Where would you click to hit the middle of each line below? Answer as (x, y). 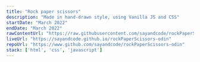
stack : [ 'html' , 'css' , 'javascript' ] (54, 50)
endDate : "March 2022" (34, 28)
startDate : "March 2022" (37, 22)
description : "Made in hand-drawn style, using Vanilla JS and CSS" (93, 17)
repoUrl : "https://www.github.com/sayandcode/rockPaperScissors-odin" (96, 45)
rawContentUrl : (25, 34)
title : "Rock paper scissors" (44, 12)
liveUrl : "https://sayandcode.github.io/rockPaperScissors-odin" (89, 39)
